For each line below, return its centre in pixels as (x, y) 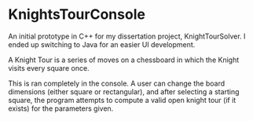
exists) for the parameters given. (61, 108)
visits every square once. (49, 68)
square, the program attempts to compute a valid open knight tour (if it (122, 100)
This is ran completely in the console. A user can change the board (117, 83)
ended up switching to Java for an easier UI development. (102, 44)
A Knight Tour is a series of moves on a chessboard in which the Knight (124, 60)
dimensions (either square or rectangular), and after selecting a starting (124, 91)
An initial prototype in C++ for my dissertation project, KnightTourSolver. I (127, 36)
